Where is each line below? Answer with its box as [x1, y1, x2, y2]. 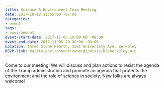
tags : [5, 26, 16, 31]
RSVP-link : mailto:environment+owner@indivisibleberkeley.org [5, 48, 137, 53]
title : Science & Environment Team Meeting [5, 7, 97, 12]
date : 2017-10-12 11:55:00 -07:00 [5, 12, 77, 17]
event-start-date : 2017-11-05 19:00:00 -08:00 [5, 35, 103, 40]
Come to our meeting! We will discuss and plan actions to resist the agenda [5, 62, 160, 68]
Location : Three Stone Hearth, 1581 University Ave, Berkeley [5, 44, 137, 49]
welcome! [5, 78, 25, 84]
